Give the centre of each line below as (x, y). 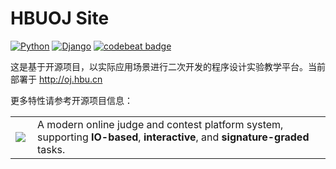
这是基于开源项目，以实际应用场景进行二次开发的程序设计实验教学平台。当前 (168, 66)
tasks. (51, 149)
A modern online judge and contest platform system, (160, 124)
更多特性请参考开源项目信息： (71, 100)
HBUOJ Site (60, 18)
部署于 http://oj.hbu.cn (56, 79)
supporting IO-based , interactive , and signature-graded (173, 137)
